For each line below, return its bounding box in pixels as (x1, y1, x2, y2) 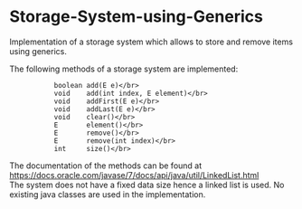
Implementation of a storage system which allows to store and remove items (9, 36, 294, 47)
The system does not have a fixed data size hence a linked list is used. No (9, 179, 285, 190)
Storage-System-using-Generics (9, 6, 264, 27)
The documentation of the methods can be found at (9, 160, 203, 171)
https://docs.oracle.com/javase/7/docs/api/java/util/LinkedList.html (9, 169, 260, 180)
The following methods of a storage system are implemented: (9, 63, 239, 74)
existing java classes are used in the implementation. (9, 188, 206, 200)
